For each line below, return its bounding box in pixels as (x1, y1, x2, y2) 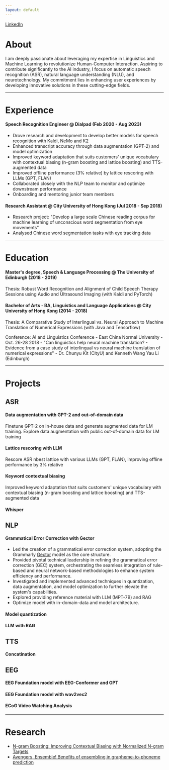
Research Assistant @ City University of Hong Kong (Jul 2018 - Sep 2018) (5, 203, 162, 209)
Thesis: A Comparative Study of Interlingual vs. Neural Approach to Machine (5, 319, 164, 325)
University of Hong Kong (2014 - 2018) (5, 308, 88, 314)
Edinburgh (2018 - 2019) (5, 274, 57, 280)
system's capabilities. (12, 589, 58, 595)
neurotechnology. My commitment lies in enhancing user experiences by (5, 76, 156, 83)
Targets (12, 748, 29, 754)
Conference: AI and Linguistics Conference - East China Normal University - (5, 334, 163, 340)
